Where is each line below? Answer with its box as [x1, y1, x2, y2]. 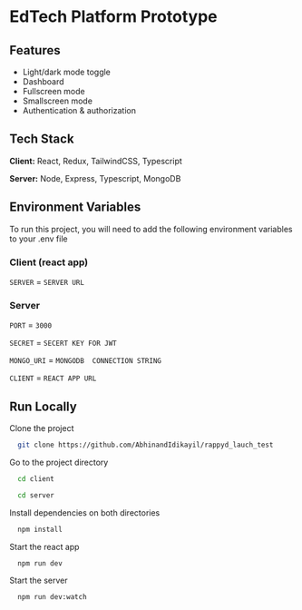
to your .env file [9, 233, 68, 244]
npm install [17, 525, 63, 534]
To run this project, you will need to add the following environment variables [9, 223, 293, 234]
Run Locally [9, 398, 77, 414]
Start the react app [9, 541, 80, 552]
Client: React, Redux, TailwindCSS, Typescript [9, 155, 183, 166]
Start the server [9, 575, 68, 586]
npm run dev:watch [17, 593, 88, 602]
